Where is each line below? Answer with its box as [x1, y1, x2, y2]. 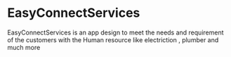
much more [7, 43, 41, 51]
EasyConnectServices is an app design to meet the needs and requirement [7, 28, 224, 37]
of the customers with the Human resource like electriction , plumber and [7, 35, 219, 44]
